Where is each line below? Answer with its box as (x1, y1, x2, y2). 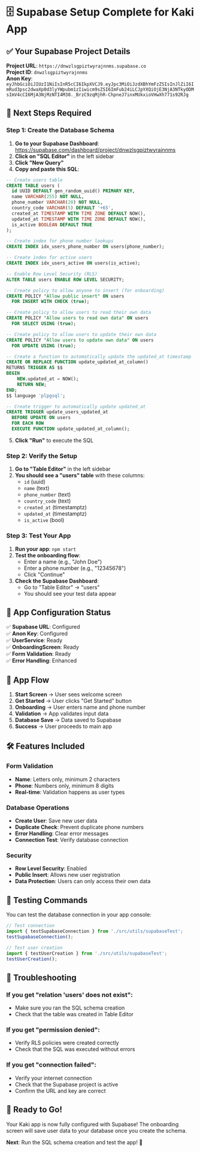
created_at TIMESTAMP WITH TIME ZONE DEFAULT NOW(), (11, 210, 146, 216)
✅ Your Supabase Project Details (6, 46, 131, 57)
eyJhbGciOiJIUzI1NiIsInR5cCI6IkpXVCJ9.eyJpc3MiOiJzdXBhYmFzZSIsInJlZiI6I (6, 81, 195, 87)
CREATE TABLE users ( (6, 182, 60, 189)
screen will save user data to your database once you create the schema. (6, 1127, 187, 1134)
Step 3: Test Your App (6, 532, 71, 540)
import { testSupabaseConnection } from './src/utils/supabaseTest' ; (6, 928, 184, 934)
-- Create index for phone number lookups (6, 238, 114, 244)
